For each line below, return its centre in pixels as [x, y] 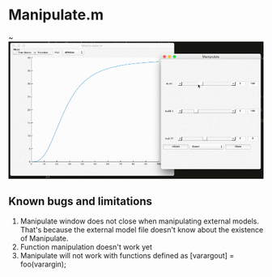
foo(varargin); [43, 264]
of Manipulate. [44, 238]
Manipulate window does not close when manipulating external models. [140, 221]
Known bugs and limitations [80, 201]
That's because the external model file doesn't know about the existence [142, 229]
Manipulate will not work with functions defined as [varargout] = [127, 255]
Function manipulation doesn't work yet [86, 247]
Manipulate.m [56, 15]
